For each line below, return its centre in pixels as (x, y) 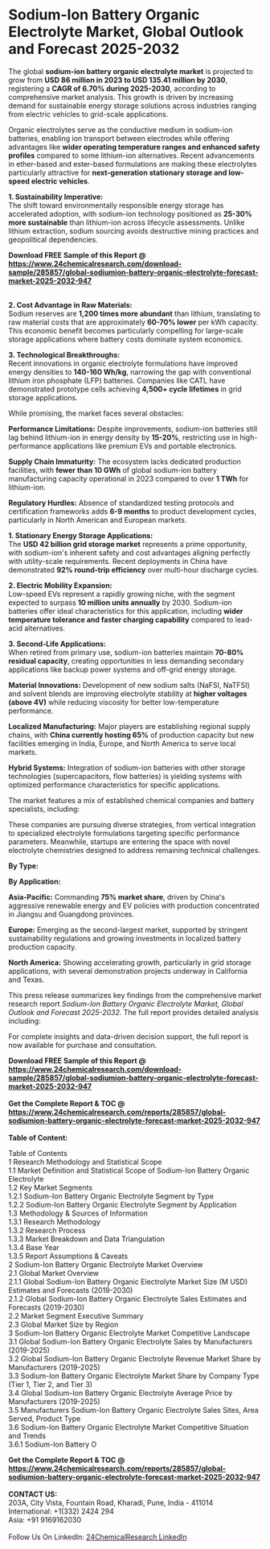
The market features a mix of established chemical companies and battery (131, 800)
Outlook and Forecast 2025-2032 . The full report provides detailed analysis (134, 1012)
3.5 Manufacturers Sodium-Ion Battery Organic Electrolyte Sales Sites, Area (133, 1410)
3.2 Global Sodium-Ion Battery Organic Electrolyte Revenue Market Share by (135, 1358)
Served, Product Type (45, 1419)
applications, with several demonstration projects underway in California (128, 971)
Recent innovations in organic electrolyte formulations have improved (123, 363)
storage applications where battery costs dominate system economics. (126, 339)
